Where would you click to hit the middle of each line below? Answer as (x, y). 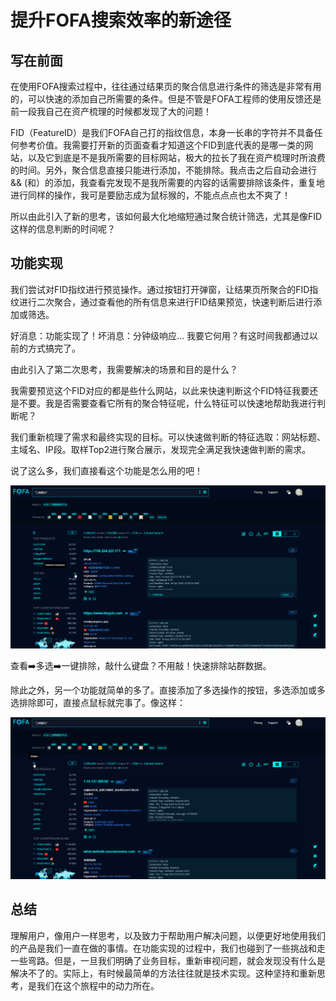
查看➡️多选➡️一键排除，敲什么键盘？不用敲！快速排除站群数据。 (141, 666)
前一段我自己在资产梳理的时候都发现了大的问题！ (111, 111)
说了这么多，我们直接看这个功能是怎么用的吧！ (106, 470)
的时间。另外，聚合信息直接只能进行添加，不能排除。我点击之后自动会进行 (163, 170)
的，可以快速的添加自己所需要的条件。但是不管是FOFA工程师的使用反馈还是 (166, 99)
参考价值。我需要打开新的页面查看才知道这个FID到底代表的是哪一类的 (161, 145)
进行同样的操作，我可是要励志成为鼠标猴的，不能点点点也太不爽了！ (150, 195)
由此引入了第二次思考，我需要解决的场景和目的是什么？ (124, 369)
